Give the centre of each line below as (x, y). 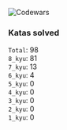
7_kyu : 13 (23, 67)
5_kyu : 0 (21, 84)
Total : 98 (24, 50)
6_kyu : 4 (21, 75)
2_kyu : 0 (21, 109)
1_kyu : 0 (21, 117)
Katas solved (34, 32)
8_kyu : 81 (23, 59)
